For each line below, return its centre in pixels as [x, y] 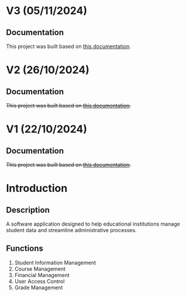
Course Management [40, 269]
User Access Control [39, 281]
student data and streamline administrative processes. [71, 230]
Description [28, 210]
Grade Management [39, 287]
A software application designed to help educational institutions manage [93, 224]
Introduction [37, 189]
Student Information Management [55, 263]
